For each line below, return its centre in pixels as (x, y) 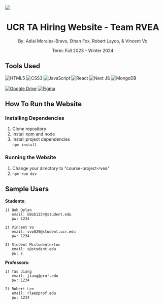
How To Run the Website (44, 104)
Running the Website (31, 157)
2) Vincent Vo (20, 227)
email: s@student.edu (34, 249)
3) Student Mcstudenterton (33, 245)
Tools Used (23, 66)
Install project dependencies (41, 139)
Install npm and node (33, 134)
